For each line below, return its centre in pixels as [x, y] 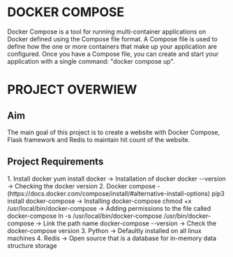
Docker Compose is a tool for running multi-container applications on [107, 32]
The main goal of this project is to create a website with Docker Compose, [114, 132]
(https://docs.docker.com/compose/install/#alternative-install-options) [109, 193]
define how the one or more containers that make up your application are [112, 46]
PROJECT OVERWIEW [72, 90]
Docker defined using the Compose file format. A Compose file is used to [112, 39]
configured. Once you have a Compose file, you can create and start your [113, 54]
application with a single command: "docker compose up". [91, 61]
